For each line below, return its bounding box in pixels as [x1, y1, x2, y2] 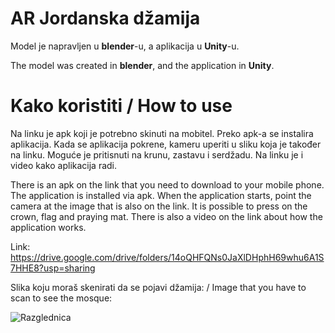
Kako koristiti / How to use [10, 95, 233, 117]
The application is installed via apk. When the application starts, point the [10, 189, 312, 201]
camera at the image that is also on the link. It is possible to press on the [10, 200, 308, 212]
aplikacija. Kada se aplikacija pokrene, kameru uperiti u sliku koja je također [10, 138, 322, 150]
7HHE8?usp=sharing [10, 262, 96, 274]
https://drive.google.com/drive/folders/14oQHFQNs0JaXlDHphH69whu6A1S [10, 251, 325, 263]
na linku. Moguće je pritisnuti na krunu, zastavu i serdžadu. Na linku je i [10, 148, 304, 161]
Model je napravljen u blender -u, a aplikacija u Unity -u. [10, 40, 240, 52]
